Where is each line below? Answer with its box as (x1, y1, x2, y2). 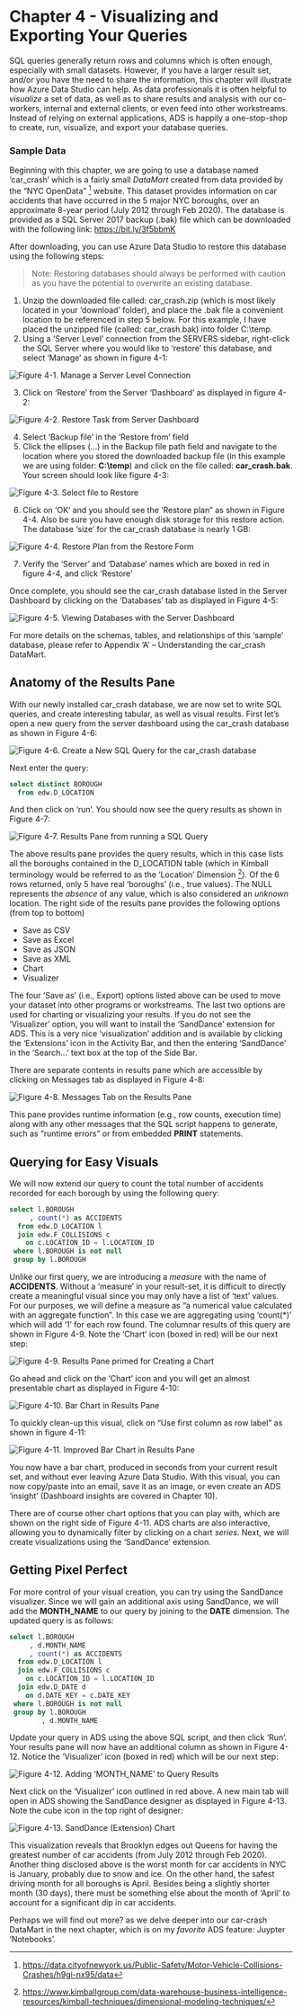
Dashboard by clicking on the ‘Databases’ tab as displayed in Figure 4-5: (9, 595, 279, 606)
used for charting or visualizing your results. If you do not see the (9, 1009, 252, 1020)
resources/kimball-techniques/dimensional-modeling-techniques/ (22, 1996, 267, 2007)
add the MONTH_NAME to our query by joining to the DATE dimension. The (9, 1605, 290, 1616)
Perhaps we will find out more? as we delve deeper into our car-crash (9, 1914, 268, 1925)
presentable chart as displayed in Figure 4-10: (9, 1382, 180, 1394)
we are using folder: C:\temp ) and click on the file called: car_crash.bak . (22, 460, 293, 471)
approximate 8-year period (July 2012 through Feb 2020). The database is (9, 204, 285, 215)
